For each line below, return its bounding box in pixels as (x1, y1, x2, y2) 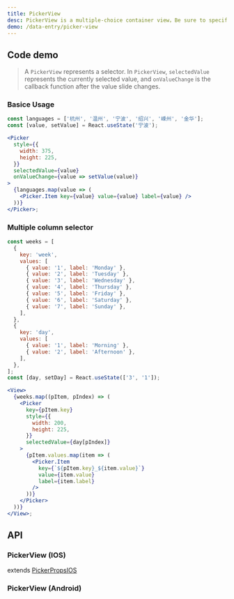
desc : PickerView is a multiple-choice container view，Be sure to (7, 17, 206, 24)
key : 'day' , (19, 329, 54, 336)
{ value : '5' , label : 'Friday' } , (25, 290, 127, 297)
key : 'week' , (19, 251, 58, 258)
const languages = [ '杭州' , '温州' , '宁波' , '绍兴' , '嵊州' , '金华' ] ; (7, 116, 204, 123)
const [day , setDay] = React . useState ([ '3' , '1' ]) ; (7, 374, 160, 381)
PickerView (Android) (7, 584, 82, 593)
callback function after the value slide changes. (24, 82, 161, 91)
